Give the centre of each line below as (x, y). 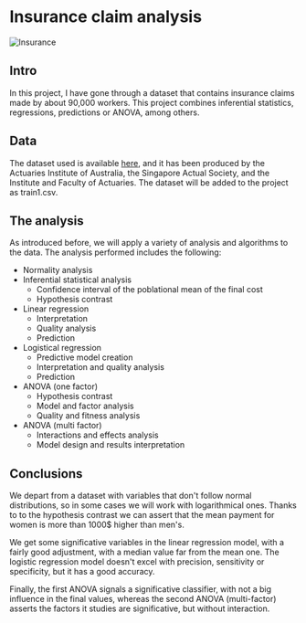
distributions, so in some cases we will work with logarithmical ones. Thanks (153, 505)
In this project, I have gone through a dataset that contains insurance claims (152, 92)
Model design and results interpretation (111, 445)
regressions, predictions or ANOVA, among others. (105, 112)
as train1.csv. (34, 192)
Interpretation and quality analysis (100, 367)
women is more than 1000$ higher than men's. (97, 525)
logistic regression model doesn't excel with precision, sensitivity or (137, 562)
